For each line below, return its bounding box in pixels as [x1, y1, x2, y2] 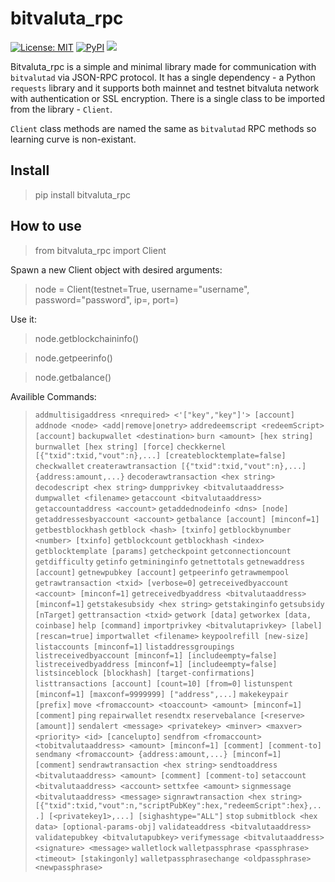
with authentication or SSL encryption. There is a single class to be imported [10, 92, 325, 104]
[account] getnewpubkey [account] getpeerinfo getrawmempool [34, 567, 290, 577]
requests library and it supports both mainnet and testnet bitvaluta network [10, 82, 320, 94]
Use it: [10, 313, 37, 325]
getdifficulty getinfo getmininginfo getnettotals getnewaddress [34, 557, 305, 567]
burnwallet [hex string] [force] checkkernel [34, 442, 227, 452]
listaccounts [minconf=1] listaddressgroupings [34, 642, 235, 652]
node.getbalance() [34, 371, 112, 383]
